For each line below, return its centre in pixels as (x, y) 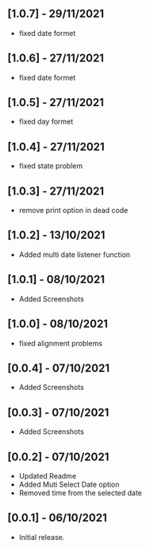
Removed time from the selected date (80, 493)
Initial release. (42, 537)
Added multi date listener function (75, 254)
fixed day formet (46, 122)
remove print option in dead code (73, 211)
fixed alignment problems (60, 343)
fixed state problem (51, 166)
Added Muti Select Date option (69, 484)
